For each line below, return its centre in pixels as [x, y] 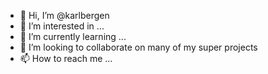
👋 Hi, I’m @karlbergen [64, 15]
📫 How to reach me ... [66, 58]
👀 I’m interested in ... [62, 26]
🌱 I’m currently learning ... [73, 36]
